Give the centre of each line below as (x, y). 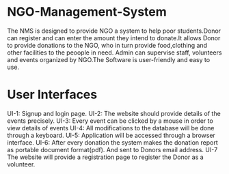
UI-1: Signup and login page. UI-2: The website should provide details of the (114, 113)
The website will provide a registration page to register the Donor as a (105, 157)
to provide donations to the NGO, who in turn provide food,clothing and (107, 45)
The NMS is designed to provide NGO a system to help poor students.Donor (114, 31)
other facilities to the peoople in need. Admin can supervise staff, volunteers (114, 53)
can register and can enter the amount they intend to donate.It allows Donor (114, 38)
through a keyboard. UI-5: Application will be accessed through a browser (111, 135)
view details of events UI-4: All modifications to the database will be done (111, 128)
